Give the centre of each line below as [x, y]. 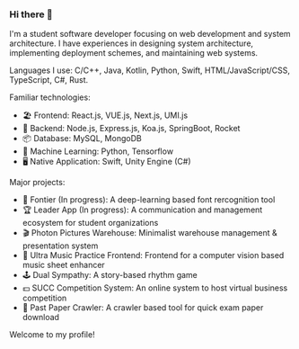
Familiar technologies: [50, 97]
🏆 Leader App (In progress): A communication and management [142, 210]
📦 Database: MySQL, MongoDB [82, 139]
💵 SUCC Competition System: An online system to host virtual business [155, 288]
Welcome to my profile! [53, 335]
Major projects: [37, 183]
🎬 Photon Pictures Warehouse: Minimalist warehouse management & [149, 233]
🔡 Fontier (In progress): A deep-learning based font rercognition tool [149, 200]
